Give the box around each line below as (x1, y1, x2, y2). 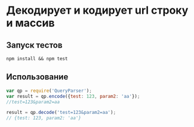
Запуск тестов (6, 40, 63, 50)
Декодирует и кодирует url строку (6, 4, 189, 17)
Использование (6, 72, 69, 82)
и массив (6, 16, 55, 30)
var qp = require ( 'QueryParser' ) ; (6, 88, 93, 94)
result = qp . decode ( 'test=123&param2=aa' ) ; (6, 110, 116, 116)
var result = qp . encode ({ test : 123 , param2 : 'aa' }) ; (6, 93, 140, 99)
